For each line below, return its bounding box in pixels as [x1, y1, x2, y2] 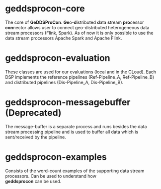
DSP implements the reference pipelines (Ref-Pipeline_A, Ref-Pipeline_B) [5, 74, 155, 80]
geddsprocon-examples [5, 151, 107, 162]
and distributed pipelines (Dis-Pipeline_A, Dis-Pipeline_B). [5, 79, 124, 85]
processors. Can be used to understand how [5, 173, 97, 179]
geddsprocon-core [5, 3, 85, 14]
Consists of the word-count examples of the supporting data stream [5, 168, 145, 174]
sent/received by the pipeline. [5, 134, 66, 140]
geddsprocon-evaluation [5, 52, 110, 64]
